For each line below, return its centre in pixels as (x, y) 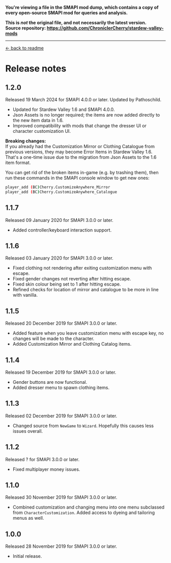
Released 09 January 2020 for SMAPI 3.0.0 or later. (59, 220)
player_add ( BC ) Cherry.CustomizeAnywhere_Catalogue (61, 192)
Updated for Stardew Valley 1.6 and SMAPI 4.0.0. (64, 109)
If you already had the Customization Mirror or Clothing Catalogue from (80, 146)
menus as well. (28, 518)
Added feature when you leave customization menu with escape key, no (88, 333)
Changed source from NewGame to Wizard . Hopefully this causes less (83, 426)
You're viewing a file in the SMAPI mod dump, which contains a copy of (82, 7)
